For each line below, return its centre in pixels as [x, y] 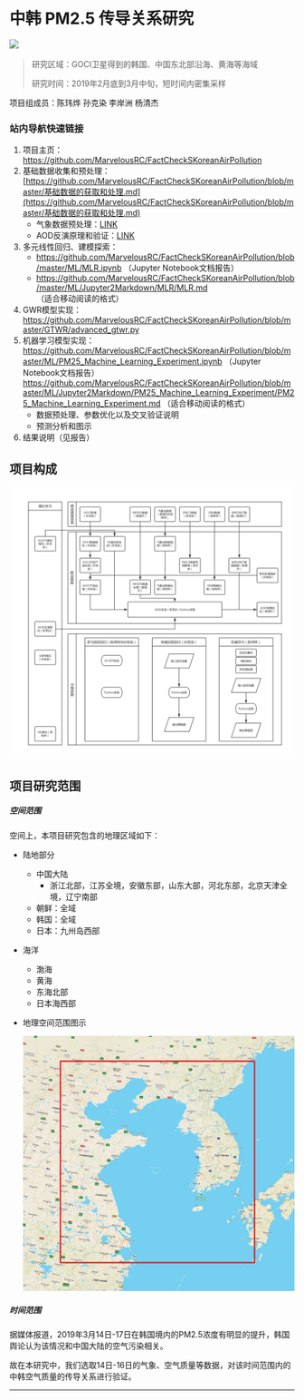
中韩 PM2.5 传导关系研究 [102, 19]
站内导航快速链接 [47, 128]
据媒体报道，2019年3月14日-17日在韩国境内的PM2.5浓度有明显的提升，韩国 [150, 1334]
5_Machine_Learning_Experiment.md [91, 404]
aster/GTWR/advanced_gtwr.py [81, 330]
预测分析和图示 [64, 426]
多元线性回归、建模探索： [70, 247]
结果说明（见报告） [58, 437]
